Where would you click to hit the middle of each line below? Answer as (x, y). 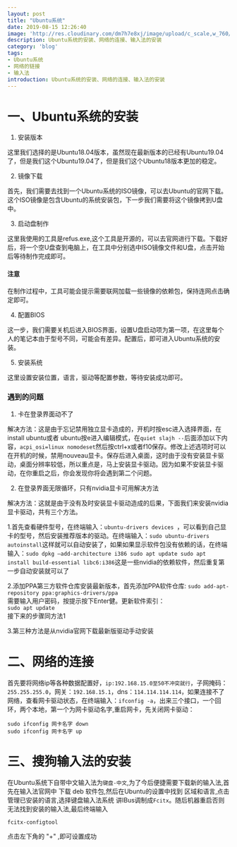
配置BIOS (31, 315)
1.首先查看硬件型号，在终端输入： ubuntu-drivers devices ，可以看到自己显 (117, 527)
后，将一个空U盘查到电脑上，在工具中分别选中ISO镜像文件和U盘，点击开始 (116, 248)
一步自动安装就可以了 (38, 571)
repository (23, 593)
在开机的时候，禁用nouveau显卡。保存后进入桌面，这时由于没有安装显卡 (113, 455)
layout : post (26, 14)
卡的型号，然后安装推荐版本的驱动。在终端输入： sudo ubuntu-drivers (109, 535)
